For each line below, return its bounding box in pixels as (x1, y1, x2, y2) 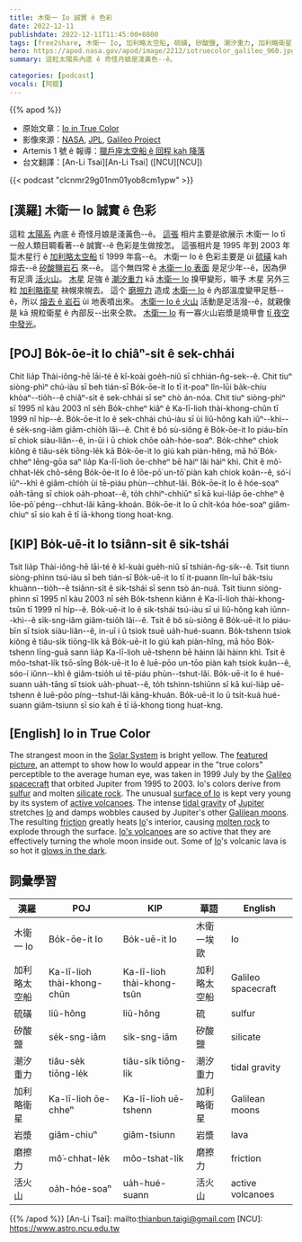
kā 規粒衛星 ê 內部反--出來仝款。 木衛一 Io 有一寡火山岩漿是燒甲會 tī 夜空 (19, 307, 290, 317)
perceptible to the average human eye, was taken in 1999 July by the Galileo (9, 769, 292, 779)
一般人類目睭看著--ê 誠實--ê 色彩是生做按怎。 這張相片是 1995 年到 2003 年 (9, 239, 290, 250)
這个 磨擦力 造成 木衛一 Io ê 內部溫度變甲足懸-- (110, 284, 285, 295)
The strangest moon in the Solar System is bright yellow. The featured (9, 750, 268, 760)
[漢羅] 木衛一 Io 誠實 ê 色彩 (9, 203, 156, 219)
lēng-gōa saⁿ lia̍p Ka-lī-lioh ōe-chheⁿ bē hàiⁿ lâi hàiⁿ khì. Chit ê (32, 456, 265, 468)
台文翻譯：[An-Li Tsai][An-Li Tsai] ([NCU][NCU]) (22, 156, 203, 167)
